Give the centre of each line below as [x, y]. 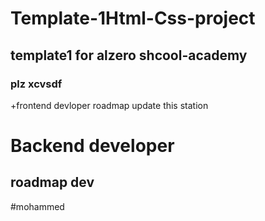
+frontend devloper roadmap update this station [109, 105]
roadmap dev [52, 182]
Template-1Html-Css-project [133, 18]
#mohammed [37, 206]
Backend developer [92, 146]
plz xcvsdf [36, 84]
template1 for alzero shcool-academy [129, 55]
